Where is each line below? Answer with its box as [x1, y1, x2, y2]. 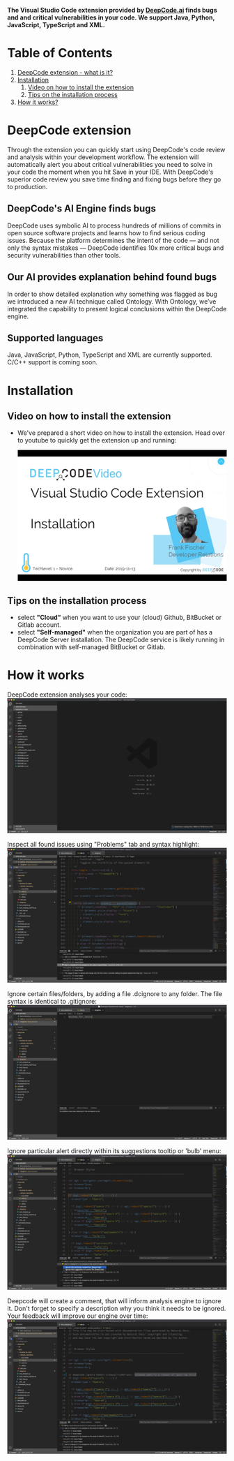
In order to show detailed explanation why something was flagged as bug [7, 290, 218, 298]
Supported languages [7, 332, 104, 344]
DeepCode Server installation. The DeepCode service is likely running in [17, 635, 225, 644]
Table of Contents [7, 45, 113, 61]
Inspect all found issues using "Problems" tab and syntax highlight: [7, 840, 200, 849]
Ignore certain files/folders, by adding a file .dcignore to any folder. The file [7, 990, 223, 998]
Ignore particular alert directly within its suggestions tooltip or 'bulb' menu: [7, 1147, 221, 1155]
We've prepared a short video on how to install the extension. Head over [17, 429, 225, 437]
